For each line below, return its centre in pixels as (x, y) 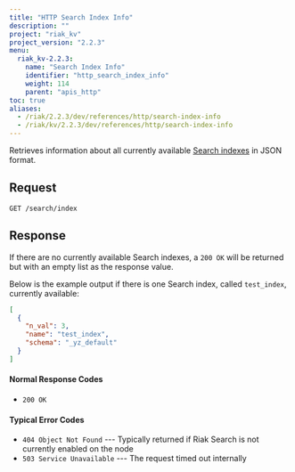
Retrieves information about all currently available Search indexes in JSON (146, 151)
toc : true (28, 100)
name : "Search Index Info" (75, 68)
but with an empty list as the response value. (91, 266)
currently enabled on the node (78, 449)
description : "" (39, 26)
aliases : (25, 109)
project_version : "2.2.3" (57, 42)
